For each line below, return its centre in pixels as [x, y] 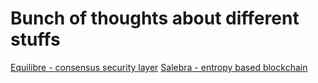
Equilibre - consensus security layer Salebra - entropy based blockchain [159, 67]
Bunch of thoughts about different [155, 18]
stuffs [35, 39]
